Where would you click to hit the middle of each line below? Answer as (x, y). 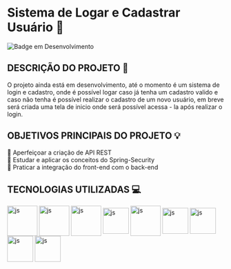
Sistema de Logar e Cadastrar (94, 13)
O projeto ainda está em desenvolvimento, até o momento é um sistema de (113, 85)
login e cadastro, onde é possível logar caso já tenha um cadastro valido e (113, 92)
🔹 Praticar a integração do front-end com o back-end (83, 167)
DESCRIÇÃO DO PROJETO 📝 (68, 68)
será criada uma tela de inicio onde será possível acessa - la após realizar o (115, 107)
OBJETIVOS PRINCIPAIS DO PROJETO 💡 (94, 136)
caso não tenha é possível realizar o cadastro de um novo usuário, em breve (115, 99)
